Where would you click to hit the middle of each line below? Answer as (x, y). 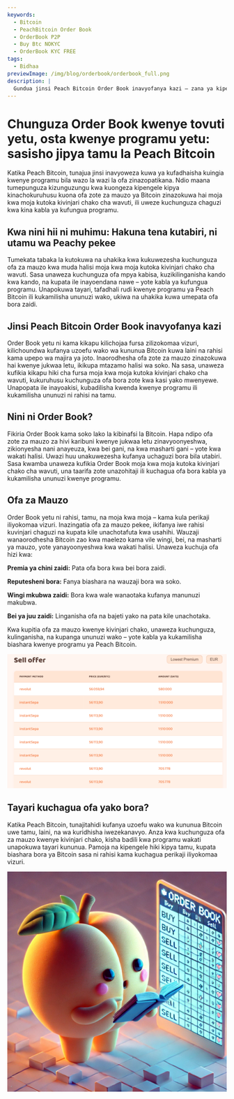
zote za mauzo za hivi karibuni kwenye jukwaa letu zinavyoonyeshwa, (107, 441)
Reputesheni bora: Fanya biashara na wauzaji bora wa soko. (94, 581)
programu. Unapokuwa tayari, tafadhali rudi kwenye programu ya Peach (110, 289)
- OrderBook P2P (37, 37)
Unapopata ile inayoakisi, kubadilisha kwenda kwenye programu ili (102, 387)
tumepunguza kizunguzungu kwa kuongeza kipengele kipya (93, 188)
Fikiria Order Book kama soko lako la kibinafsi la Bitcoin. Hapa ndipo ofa (110, 434)
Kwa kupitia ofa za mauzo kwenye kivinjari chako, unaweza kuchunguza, (111, 629)
